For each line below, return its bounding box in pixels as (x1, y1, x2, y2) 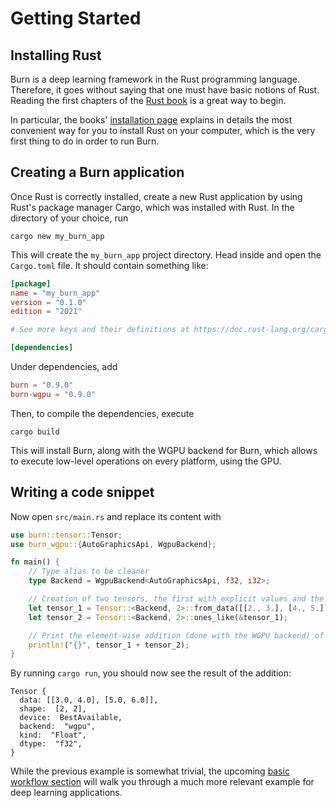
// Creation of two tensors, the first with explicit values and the (28, 594, 325, 604)
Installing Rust (10, 47, 102, 64)
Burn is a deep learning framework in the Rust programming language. (10, 73, 300, 85)
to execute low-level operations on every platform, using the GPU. (10, 455, 282, 467)
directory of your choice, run (10, 212, 129, 224)
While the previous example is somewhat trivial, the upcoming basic (10, 765, 291, 777)
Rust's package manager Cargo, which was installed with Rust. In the (10, 201, 295, 213)
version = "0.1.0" (10, 297, 87, 307)
